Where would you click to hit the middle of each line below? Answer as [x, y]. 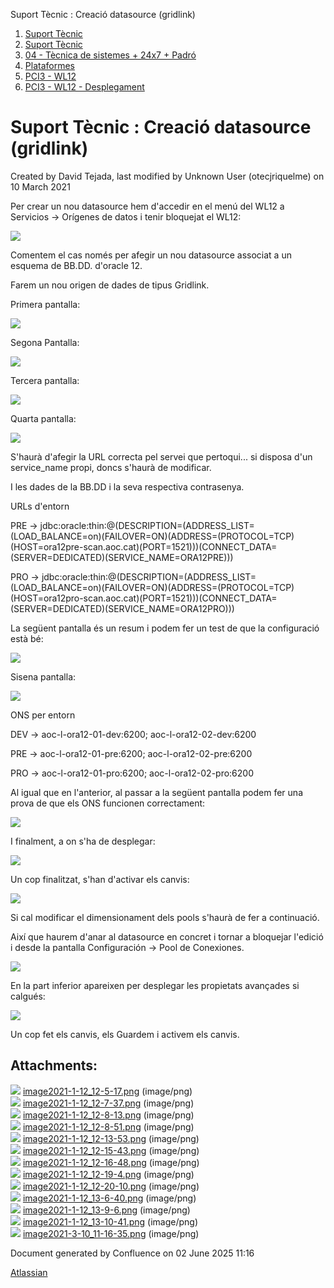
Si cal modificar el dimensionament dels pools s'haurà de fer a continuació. [165, 917]
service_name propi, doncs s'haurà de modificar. [111, 467]
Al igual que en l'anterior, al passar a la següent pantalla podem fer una [156, 792]
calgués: [28, 996]
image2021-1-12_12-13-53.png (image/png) [111, 1138]
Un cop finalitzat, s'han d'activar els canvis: [100, 879]
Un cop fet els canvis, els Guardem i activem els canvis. [125, 1034]
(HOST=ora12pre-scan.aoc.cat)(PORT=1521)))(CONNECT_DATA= [144, 546]
